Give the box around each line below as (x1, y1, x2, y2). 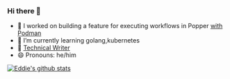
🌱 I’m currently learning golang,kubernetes (17, 36, 140, 45)
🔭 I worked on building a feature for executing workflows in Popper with (17, 22, 223, 30)
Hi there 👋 (7, 6, 42, 16)
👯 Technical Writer (17, 44, 71, 52)
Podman (17, 29, 42, 37)
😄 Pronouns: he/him (17, 51, 76, 59)
